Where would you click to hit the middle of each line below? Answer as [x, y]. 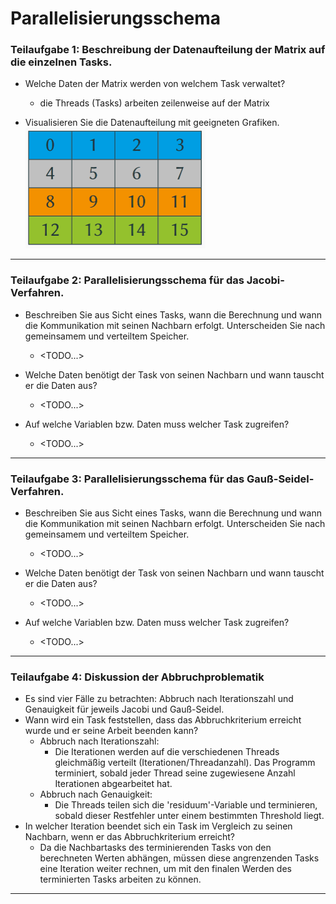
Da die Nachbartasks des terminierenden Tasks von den [155, 848]
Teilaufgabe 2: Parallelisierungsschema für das [127, 280]
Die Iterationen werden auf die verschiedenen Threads [167, 752]
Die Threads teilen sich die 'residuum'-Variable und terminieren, [186, 805]
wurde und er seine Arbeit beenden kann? [111, 731]
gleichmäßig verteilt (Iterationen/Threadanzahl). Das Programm [185, 763]
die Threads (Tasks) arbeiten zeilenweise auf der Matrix [154, 103]
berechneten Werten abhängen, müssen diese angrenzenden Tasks [179, 858]
